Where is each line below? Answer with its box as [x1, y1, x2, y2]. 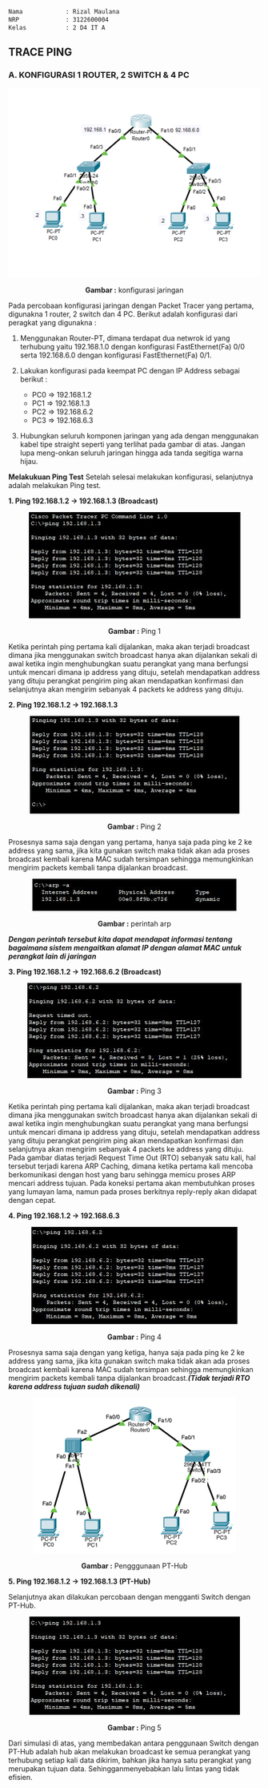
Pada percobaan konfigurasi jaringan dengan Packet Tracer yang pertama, [8, 301, 254, 311]
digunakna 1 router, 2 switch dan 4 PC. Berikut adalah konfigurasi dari [8, 309, 238, 319]
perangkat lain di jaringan [8, 951, 97, 961]
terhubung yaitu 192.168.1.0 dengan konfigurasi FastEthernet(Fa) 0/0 [19, 342, 246, 352]
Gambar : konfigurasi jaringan [85, 285, 184, 295]
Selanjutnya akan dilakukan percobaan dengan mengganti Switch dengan [8, 1592, 250, 1602]
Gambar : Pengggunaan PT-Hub [81, 1561, 188, 1571]
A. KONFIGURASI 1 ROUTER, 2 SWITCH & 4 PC [8, 70, 190, 81]
